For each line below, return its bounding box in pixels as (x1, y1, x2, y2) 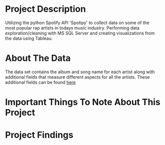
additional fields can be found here (5, 79, 76, 85)
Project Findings (5, 129, 74, 141)
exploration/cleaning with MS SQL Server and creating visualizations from (5, 30, 155, 36)
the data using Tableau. (5, 35, 53, 41)
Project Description (5, 3, 86, 15)
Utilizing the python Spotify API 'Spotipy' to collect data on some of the (5, 20, 150, 26)
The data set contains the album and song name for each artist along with (5, 69, 155, 75)
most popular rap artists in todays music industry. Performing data (5, 25, 139, 30)
